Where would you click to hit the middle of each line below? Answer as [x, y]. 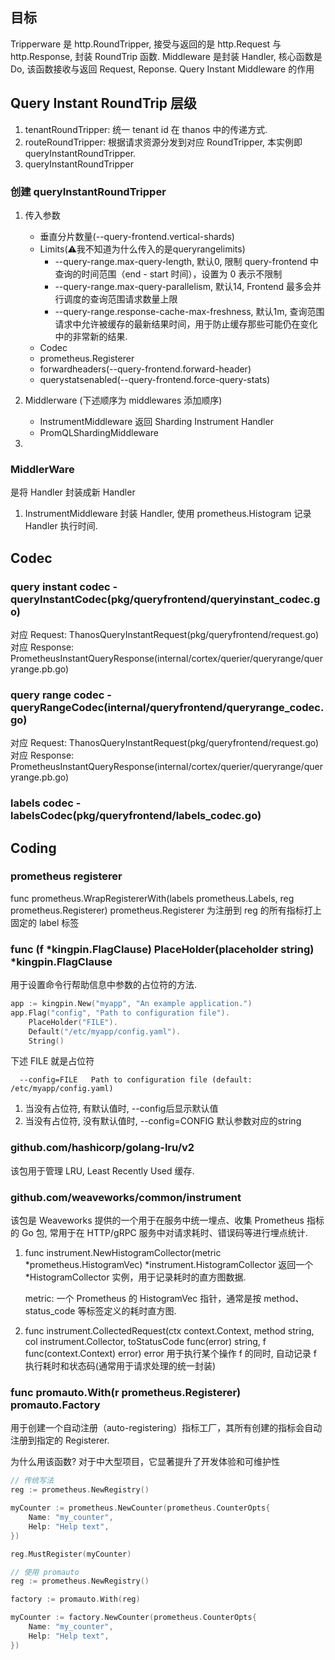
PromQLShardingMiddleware [99, 432]
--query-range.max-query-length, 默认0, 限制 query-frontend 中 [187, 261]
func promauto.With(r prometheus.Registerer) [126, 1392]
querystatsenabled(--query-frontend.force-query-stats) [155, 379]
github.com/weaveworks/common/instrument [126, 1197]
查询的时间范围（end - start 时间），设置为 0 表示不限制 [168, 274]
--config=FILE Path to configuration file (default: [136, 1080]
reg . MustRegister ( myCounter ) [71, 1554]
